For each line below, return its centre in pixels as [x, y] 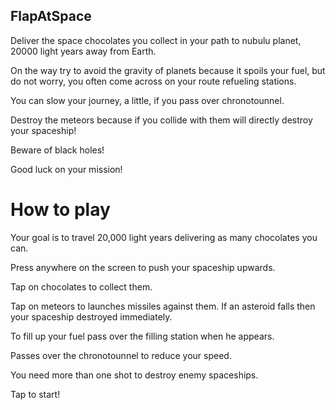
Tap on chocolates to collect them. [81, 286]
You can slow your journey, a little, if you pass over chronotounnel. [147, 100]
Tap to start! [35, 394]
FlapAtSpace [51, 16]
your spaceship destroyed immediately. [91, 316]
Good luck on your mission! [66, 169]
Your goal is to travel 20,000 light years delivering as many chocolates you [164, 237]
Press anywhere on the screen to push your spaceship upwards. [143, 267]
